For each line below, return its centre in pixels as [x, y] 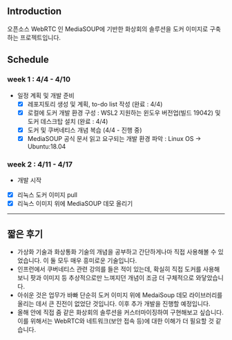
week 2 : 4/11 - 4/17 [40, 164]
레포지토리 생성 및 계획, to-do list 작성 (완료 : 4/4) [95, 104]
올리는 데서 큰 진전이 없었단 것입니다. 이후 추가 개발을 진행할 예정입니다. [114, 303]
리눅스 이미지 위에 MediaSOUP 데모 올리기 [75, 204]
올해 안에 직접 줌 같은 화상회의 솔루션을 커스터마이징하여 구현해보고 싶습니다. [120, 312]
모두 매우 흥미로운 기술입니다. [97, 260]
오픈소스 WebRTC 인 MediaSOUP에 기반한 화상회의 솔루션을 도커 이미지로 [108, 29]
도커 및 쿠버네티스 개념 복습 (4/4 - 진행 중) [85, 130]
